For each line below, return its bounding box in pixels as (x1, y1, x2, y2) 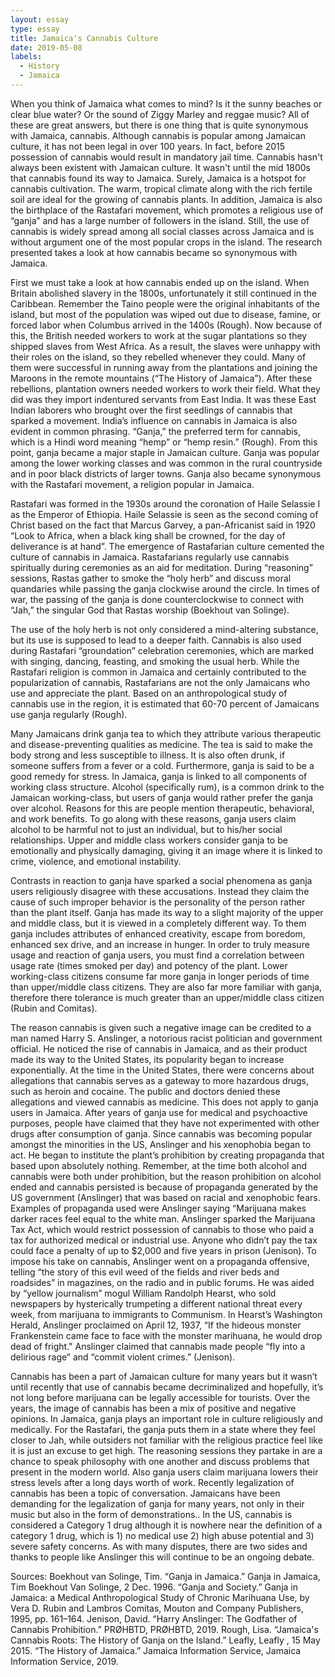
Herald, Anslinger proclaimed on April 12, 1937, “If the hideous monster (10, 1319, 302, 1331)
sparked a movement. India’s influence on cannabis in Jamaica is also (10, 414, 298, 426)
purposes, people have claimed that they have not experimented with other (10, 1117, 320, 1129)
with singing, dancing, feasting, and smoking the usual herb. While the (10, 655, 300, 667)
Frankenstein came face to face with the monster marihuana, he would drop (10, 1329, 323, 1341)
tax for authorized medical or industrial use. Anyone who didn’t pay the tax (10, 1234, 318, 1246)
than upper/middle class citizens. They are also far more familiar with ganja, (10, 981, 323, 993)
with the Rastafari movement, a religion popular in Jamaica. (10, 478, 255, 490)
